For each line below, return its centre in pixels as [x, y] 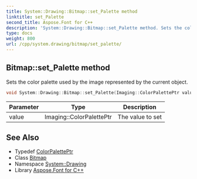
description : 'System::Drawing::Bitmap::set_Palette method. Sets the [94, 28]
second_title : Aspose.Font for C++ [50, 22]
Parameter [24, 107]
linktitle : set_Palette [35, 17]
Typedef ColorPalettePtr [44, 152]
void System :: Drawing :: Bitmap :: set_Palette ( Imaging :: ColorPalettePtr [93, 92]
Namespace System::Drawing [50, 164]
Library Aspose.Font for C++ [49, 170]
